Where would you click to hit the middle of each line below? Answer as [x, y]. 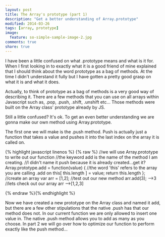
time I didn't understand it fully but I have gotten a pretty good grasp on [78, 76]
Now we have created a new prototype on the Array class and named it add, [83, 203]
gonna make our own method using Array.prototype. [59, 122]
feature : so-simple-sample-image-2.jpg [51, 38]
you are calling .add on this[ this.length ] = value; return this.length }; [75, 173]
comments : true [21, 42]
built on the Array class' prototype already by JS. [55, 107]
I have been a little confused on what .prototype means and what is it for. [80, 60]
